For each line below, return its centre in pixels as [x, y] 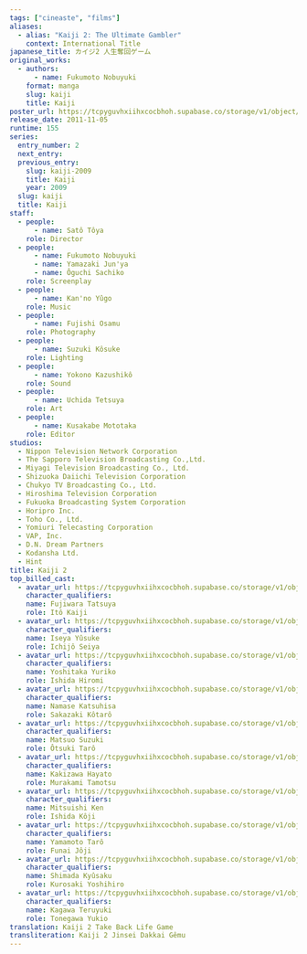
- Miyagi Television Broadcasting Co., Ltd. [104, 468]
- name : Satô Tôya [69, 230]
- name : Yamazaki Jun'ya [81, 265]
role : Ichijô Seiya [63, 647]
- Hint [30, 562]
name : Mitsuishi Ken [65, 808]
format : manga [53, 86]
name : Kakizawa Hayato [69, 774]
